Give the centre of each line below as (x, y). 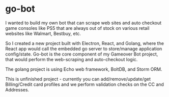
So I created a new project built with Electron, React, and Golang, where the (85, 43)
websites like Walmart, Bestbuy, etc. (43, 33)
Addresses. (17, 89)
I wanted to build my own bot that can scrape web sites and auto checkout (83, 23)
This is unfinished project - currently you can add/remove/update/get (78, 79)
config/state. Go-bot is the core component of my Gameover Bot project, (82, 54)
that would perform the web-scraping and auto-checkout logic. (72, 59)
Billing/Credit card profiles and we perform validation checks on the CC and (85, 84)
